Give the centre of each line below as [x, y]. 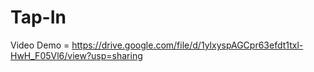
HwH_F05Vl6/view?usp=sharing [76, 55]
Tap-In [38, 17]
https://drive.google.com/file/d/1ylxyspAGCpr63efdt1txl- [187, 45]
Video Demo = [40, 45]
